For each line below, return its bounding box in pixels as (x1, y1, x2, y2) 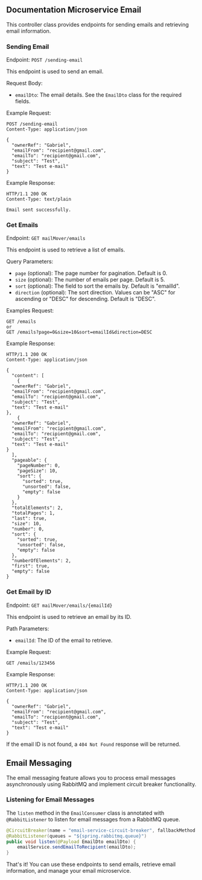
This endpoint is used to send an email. (6, 68, 104, 75)
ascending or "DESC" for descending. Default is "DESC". (14, 296, 156, 303)
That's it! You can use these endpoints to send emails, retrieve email (6, 861, 176, 868)
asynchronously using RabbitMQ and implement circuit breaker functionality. (6, 780, 197, 788)
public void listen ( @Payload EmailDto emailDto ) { (6, 838, 136, 845)
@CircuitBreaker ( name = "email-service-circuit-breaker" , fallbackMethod (6, 827, 196, 833)
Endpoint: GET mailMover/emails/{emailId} (6, 601, 113, 609)
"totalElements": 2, (11, 505, 63, 511)
